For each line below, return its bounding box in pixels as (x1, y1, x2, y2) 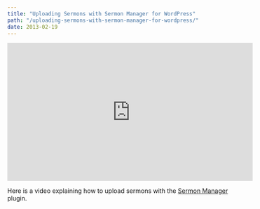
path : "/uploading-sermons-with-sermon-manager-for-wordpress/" (7, 17, 199, 24)
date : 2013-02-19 (7, 23, 58, 30)
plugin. (7, 194, 27, 203)
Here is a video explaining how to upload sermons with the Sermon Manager (7, 187, 228, 195)
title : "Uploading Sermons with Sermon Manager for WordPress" (7, 10, 196, 18)
